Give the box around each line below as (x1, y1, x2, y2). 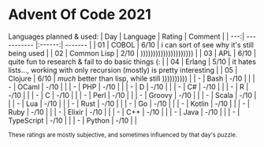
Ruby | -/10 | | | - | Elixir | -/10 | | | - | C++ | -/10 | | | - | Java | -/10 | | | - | (8, 107, 240, 116)
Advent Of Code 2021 (8, 6, 151, 24)
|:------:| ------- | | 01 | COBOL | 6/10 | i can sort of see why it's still (35, 40, 255, 49)
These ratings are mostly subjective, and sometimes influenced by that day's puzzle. (8, 130, 238, 139)
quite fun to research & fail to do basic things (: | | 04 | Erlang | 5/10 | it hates (8, 57, 256, 66)
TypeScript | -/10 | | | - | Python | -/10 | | (8, 115, 138, 125)
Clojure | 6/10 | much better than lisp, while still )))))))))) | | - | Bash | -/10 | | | (8, 73, 255, 83)
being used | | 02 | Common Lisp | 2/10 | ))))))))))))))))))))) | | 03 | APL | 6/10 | (8, 48, 256, 58)
